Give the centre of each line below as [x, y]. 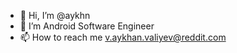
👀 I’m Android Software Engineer [87, 26]
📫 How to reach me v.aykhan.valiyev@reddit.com [123, 37]
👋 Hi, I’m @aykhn [55, 15]
